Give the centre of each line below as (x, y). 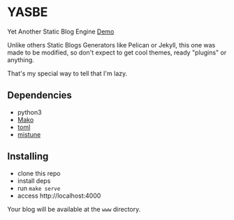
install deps (34, 181)
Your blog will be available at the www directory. (74, 209)
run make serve (39, 188)
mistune (29, 134)
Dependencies (39, 95)
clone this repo (39, 173)
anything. (21, 59)
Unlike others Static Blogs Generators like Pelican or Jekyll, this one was (111, 45)
